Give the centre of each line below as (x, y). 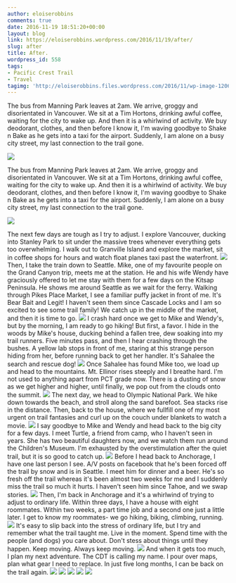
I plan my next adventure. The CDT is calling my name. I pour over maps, (112, 556)
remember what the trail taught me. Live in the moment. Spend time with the (117, 533)
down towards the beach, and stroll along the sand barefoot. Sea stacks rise (118, 403)
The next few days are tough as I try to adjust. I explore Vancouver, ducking (117, 234)
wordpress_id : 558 (34, 60)
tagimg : (19, 86)
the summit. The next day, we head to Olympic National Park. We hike (112, 395)
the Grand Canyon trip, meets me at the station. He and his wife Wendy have (118, 272)
